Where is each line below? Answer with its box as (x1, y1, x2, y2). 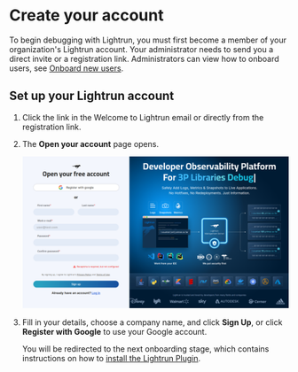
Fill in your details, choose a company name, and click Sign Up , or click (21, 316, 283, 328)
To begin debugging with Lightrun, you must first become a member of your (9, 35, 286, 45)
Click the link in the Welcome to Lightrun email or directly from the (21, 112, 264, 122)
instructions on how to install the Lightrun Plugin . (21, 353, 201, 363)
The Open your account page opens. (21, 138, 160, 149)
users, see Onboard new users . (9, 63, 124, 74)
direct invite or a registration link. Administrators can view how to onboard (9, 53, 279, 64)
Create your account (9, 5, 164, 26)
